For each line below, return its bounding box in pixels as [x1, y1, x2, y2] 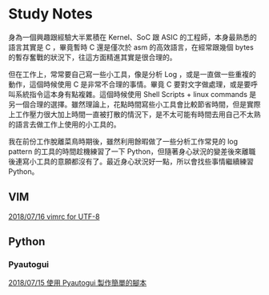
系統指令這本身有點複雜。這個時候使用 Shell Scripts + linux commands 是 [14, 89, 257, 99]
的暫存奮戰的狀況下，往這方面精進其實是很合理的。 [8, 52, 177, 62]
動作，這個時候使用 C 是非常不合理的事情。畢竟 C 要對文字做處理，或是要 [8, 79, 251, 89]
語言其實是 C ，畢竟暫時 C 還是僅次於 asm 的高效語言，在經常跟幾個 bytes [8, 42, 254, 52]
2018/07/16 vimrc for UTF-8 [8, 212, 100, 221]
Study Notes [8, 5, 94, 23]
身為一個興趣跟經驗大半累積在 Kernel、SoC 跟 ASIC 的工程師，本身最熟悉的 [8, 32, 258, 42]
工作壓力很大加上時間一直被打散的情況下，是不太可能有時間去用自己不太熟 [14, 109, 261, 119]
